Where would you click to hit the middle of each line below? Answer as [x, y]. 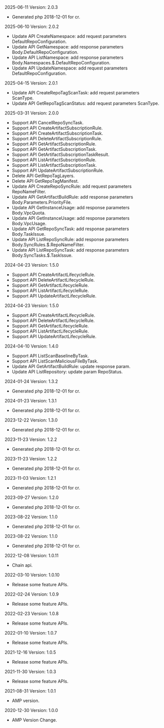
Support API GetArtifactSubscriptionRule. [54, 144]
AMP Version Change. [35, 720]
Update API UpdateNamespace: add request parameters [70, 68]
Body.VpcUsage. [29, 223]
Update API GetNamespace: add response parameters [68, 47]
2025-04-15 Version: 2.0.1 [31, 83]
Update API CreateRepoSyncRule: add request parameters [72, 186]
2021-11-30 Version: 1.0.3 [31, 672]
